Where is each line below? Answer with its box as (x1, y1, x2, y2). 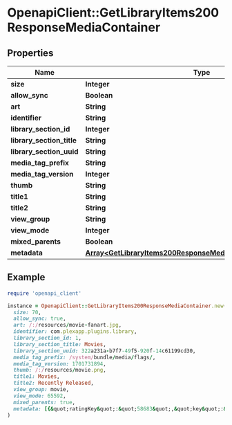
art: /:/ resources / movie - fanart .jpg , (13, 322, 122, 329)
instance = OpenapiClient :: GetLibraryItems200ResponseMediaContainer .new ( (7, 302, 227, 309)
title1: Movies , (13, 373, 60, 380)
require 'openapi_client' (7, 289, 81, 297)
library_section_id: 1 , (13, 334, 81, 342)
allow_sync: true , (13, 315, 67, 323)
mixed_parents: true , (13, 399, 76, 406)
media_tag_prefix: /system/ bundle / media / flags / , (13, 354, 156, 361)
